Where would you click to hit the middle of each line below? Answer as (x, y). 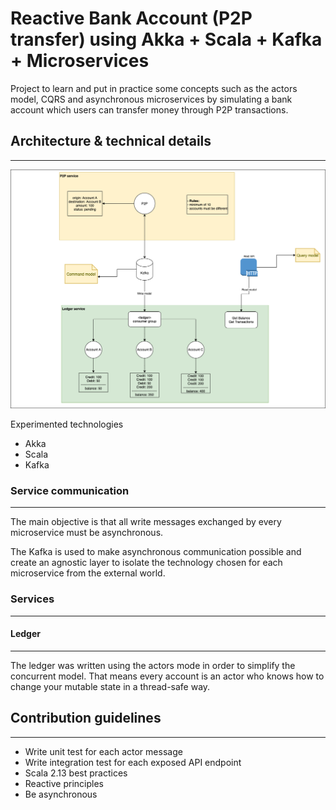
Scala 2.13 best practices (76, 773)
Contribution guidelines (86, 718)
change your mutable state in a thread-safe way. (110, 686)
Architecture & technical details (111, 141)
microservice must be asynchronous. (87, 533)
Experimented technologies (67, 424)
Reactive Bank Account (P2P (131, 18)
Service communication (70, 491)
